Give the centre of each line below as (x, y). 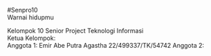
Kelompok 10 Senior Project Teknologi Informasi (75, 31)
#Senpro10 (22, 10)
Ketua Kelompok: (31, 38)
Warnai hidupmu (30, 17)
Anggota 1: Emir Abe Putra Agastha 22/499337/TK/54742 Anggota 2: (106, 45)
